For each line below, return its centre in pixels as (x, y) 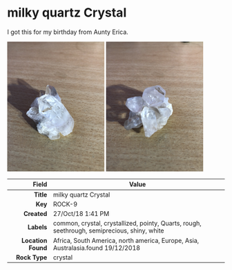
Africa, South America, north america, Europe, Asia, (126, 240)
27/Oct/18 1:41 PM (81, 214)
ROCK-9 (65, 204)
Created (35, 214)
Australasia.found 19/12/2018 (96, 248)
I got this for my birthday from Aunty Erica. (68, 32)
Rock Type (32, 257)
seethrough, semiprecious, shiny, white (108, 231)
